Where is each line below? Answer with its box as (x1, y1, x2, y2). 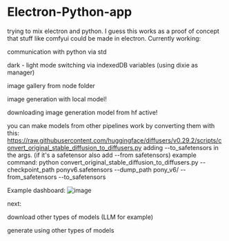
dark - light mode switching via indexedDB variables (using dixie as (7, 61, 199, 69)
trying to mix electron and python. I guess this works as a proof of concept (7, 27, 219, 35)
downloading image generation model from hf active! (7, 108, 158, 116)
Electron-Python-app (7, 4, 132, 20)
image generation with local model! (7, 94, 107, 103)
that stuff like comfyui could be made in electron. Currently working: (7, 34, 201, 42)
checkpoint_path (7, 165, 55, 174)
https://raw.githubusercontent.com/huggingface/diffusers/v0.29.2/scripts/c (7, 136, 222, 145)
